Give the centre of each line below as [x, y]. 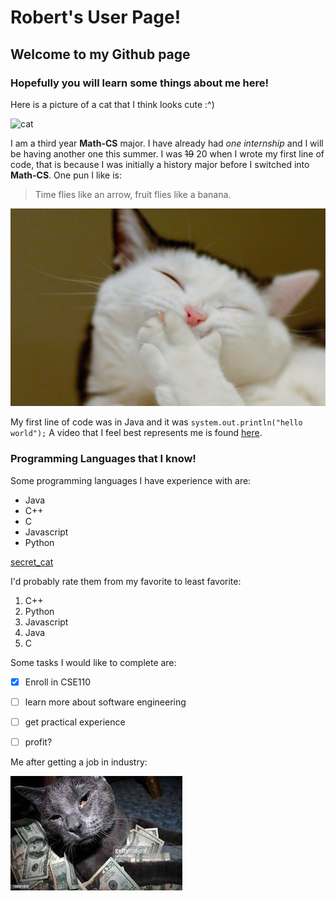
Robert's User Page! [96, 17]
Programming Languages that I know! [103, 459]
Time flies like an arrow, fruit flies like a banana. [133, 194]
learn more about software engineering [105, 702]
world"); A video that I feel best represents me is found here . [136, 433]
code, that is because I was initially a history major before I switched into [160, 164]
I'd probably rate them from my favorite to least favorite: [126, 581]
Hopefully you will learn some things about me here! [140, 83]
